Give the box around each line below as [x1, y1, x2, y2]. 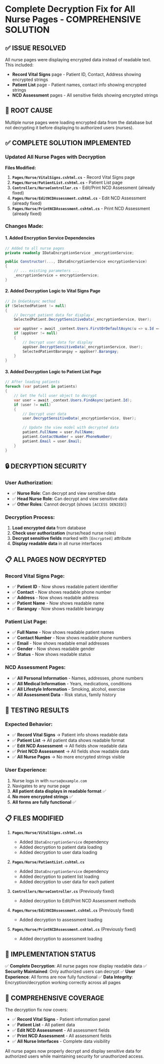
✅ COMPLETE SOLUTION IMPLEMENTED [5, 139, 131, 147]
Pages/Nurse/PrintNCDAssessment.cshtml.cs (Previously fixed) [12, 926, 137, 932]
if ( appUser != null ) [14, 331, 58, 336]
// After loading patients [5, 380, 60, 385]
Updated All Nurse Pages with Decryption [5, 153, 106, 160]
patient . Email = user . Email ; [22, 438, 82, 444]
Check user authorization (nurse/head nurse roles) [12, 530, 116, 536]
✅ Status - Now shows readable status [12, 652, 91, 657]
